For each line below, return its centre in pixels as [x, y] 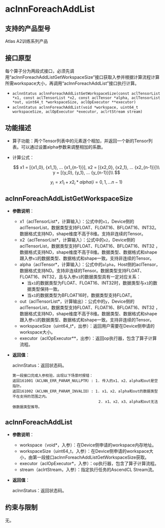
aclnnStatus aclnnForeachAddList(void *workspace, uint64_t [75, 107]
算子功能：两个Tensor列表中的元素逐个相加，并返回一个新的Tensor [80, 141]
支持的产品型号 [28, 28]
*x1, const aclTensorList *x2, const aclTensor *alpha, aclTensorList [86, 98]
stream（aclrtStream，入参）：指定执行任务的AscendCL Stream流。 [88, 470]
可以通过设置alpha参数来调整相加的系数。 [63, 147]
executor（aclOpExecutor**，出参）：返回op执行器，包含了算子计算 [88, 339]
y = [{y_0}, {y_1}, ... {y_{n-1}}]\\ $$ [86, 172]
